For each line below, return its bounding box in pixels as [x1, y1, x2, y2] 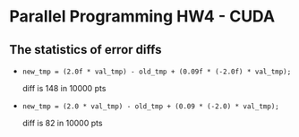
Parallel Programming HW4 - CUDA [9, 6, 276, 27]
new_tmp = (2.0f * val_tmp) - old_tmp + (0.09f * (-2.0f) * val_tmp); [21, 67, 292, 76]
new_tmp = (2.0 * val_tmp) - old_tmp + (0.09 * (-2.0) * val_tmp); [21, 102, 279, 111]
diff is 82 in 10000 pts [21, 118, 103, 128]
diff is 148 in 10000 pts [21, 83, 107, 93]
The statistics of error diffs [9, 42, 162, 57]
